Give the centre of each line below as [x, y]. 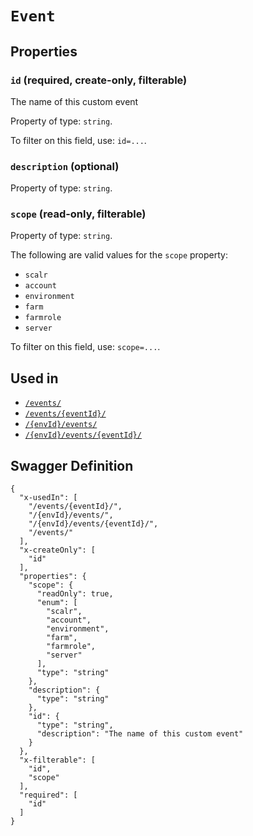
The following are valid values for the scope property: [119, 255]
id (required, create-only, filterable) [99, 80]
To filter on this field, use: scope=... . [85, 347]
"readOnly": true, [75, 594]
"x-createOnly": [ [58, 550]
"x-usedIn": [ [48, 498]
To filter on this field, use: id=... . [78, 140]
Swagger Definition [72, 465]
